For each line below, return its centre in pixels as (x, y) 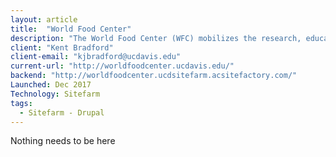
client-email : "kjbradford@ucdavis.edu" (96, 57)
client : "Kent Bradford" (62, 47)
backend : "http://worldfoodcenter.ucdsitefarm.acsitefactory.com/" (154, 76)
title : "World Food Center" (71, 29)
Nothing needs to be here (63, 141)
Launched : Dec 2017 (51, 85)
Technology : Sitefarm (55, 94)
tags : (21, 103)
